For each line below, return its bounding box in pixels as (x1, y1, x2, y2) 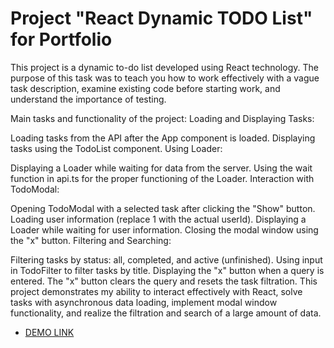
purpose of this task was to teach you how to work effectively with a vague (10, 72, 320, 84)
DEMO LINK (24, 326, 75, 338)
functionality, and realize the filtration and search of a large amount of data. (10, 307, 322, 319)
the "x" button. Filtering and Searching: (10, 234, 172, 246)
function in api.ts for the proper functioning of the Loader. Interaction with (10, 172, 315, 184)
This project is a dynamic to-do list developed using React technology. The (10, 61, 319, 73)
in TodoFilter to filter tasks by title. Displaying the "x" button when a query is (10, 264, 325, 276)
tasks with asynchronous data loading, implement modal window (10, 296, 278, 308)
